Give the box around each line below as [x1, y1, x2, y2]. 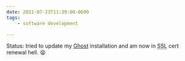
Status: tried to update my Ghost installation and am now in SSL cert [6, 42, 179, 49]
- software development [17, 20, 79, 26]
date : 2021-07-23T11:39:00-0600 [6, 9, 89, 15]
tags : [6, 15, 20, 21]
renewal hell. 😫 [6, 49, 46, 56]
